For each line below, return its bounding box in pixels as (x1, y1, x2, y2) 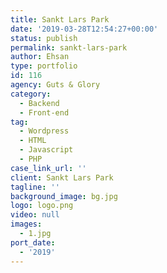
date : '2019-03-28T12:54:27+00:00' (10, 24, 159, 34)
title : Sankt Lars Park (10, 14, 110, 25)
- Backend (19, 98, 60, 108)
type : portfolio (10, 61, 78, 71)
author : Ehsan (10, 52, 70, 62)
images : (10, 219, 43, 230)
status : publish (10, 33, 78, 43)
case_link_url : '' (10, 163, 87, 173)
